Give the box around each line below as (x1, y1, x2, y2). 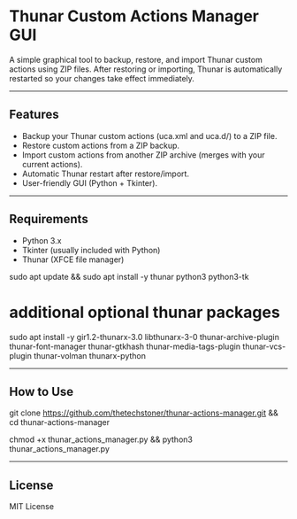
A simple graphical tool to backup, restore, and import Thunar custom (9, 54, 263, 65)
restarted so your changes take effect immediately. (9, 73, 194, 83)
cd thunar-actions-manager (9, 417, 110, 428)
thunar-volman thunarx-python (34, 350, 146, 360)
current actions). (21, 159, 83, 169)
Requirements (9, 212, 88, 227)
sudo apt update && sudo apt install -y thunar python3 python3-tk (9, 271, 249, 282)
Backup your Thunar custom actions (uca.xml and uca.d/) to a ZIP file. (21, 130, 278, 141)
